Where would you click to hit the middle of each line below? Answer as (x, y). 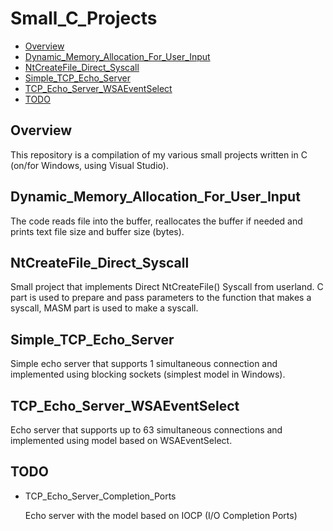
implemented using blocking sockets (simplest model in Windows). (148, 374)
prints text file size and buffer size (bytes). (97, 231)
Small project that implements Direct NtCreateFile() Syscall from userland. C (167, 287)
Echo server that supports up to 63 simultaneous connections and (146, 430)
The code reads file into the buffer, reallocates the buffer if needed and (156, 221)
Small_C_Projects (84, 18)
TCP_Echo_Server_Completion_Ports (100, 496)
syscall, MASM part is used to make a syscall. (104, 308)
